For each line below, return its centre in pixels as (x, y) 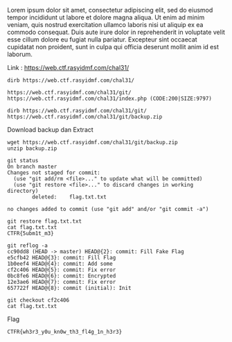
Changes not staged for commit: (54, 173)
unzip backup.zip (32, 148)
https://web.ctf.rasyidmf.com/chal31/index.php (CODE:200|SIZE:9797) (110, 99)
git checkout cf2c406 (38, 300)
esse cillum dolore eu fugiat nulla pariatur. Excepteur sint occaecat (102, 40)
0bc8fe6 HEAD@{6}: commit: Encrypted (62, 276)
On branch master (32, 166)
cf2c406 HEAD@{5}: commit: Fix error (62, 270)
